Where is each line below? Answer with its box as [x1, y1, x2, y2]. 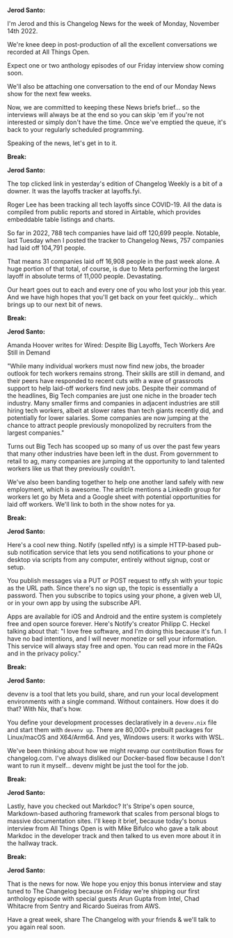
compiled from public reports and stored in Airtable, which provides [7, 208, 201, 216]
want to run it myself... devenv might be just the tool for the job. [7, 761, 189, 770]
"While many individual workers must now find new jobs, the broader [7, 362, 205, 370]
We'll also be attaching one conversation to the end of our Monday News [7, 82, 216, 90]
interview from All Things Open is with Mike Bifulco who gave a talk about [7, 824, 218, 833]
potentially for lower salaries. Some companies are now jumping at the [7, 414, 209, 422]
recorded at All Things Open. [7, 48, 90, 56]
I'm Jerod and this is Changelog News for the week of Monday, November [7, 20, 220, 27]
